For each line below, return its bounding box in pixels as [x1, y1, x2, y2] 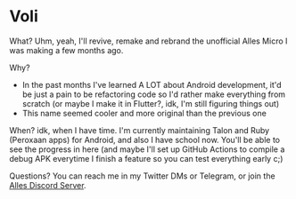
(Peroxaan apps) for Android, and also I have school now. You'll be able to [9, 134, 281, 145]
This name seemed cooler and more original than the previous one [21, 107, 267, 118]
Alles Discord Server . [9, 179, 86, 190]
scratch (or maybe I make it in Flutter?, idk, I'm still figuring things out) [21, 98, 280, 108]
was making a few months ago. [9, 44, 124, 55]
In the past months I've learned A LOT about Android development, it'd [21, 79, 283, 90]
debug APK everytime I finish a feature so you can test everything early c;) [9, 153, 284, 163]
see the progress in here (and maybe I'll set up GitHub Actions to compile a [9, 144, 285, 155]
